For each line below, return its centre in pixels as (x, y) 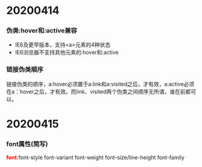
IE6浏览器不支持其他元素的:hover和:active (67, 53)
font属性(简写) (27, 144)
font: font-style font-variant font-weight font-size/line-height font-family (96, 157)
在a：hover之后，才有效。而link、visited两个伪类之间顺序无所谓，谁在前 (96, 91)
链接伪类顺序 (25, 70)
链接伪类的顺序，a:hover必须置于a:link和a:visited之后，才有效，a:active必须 (100, 84)
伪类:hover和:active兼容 (42, 31)
